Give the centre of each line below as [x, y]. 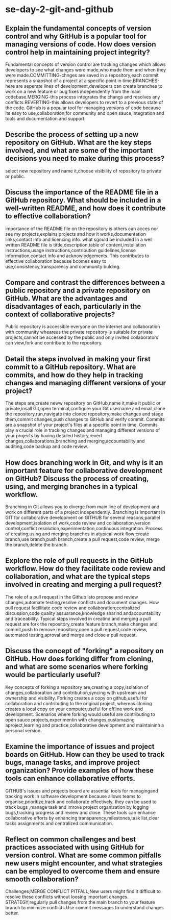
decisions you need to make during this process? [85, 158]
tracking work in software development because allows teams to [73, 796]
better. [12, 913]
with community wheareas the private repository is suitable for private [79, 332]
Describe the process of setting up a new [72, 134]
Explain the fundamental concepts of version [78, 28]
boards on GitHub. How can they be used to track [85, 754]
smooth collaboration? [42, 879]
